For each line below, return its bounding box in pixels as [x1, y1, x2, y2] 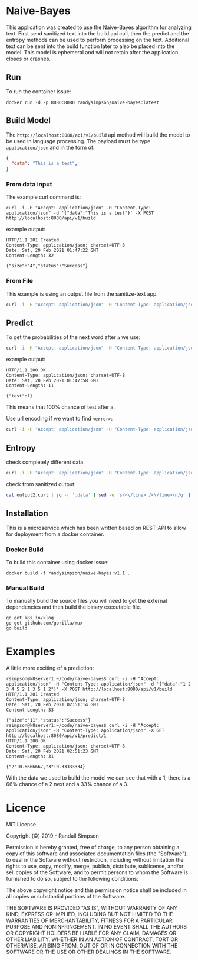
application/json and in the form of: [6, 144, 95, 151]
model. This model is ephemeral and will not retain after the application [6, 49, 179, 56]
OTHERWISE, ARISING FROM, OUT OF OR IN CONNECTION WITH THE [6, 942, 178, 949]
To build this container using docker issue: [6, 558, 109, 565]
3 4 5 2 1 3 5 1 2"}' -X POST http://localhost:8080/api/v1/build [6, 686, 173, 693]
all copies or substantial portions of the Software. [6, 893, 126, 900]
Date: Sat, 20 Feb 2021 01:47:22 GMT [6, 247, 99, 254]
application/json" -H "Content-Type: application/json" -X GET [6, 728, 165, 734]
